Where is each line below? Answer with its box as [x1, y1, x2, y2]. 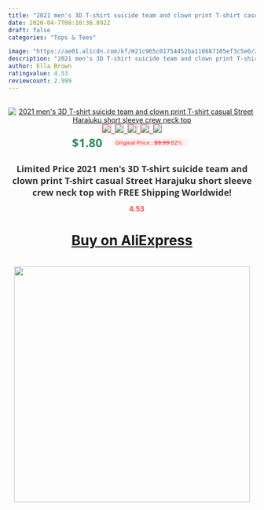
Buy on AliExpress [71, 232, 193, 250]
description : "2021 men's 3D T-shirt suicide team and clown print [8, 55, 234, 63]
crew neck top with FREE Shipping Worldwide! [32, 185, 232, 199]
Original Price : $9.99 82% [115, 138, 183, 146]
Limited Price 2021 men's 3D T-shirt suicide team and [16, 162, 248, 175]
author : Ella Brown [8, 62, 72, 71]
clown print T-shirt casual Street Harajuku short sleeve [12, 174, 252, 187]
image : [8, 48, 30, 56]
